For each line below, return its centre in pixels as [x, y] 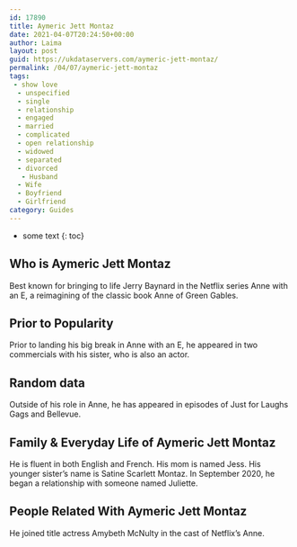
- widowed [35, 151]
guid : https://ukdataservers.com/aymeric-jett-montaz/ [114, 59]
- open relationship [56, 143]
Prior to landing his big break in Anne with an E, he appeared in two [134, 345]
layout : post [34, 51]
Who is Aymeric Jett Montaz [90, 264]
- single [34, 101]
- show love [35, 85]
